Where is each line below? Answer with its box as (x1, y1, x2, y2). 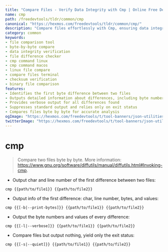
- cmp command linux (5, 58, 48, 63)
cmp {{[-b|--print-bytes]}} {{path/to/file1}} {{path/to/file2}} (5, 205, 144, 210)
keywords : (5, 35, 26, 40)
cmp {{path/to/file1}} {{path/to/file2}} (5, 187, 93, 192)
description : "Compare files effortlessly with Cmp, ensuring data (5, 26, 149, 31)
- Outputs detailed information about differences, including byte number (5, 95, 164, 100)
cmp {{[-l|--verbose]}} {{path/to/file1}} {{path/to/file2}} (5, 223, 135, 229)
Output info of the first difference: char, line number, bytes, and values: (12, 195, 159, 201)
